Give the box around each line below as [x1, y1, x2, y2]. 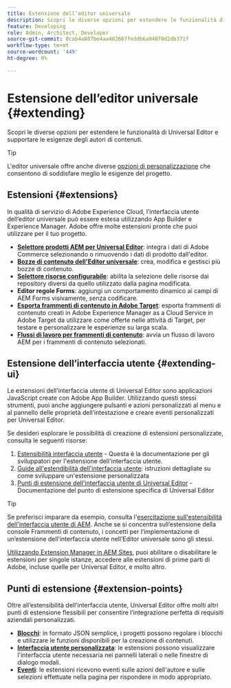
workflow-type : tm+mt [7, 42, 69, 49]
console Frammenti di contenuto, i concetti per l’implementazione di [7, 528, 199, 536]
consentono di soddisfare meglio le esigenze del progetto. [7, 169, 172, 178]
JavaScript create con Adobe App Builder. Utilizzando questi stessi [7, 394, 197, 402]
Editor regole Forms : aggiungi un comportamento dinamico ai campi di [16, 286, 219, 294]
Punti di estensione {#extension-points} [7, 583, 184, 594]
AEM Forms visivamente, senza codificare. [16, 294, 139, 302]
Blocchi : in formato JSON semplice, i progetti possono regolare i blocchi [16, 629, 223, 637]
